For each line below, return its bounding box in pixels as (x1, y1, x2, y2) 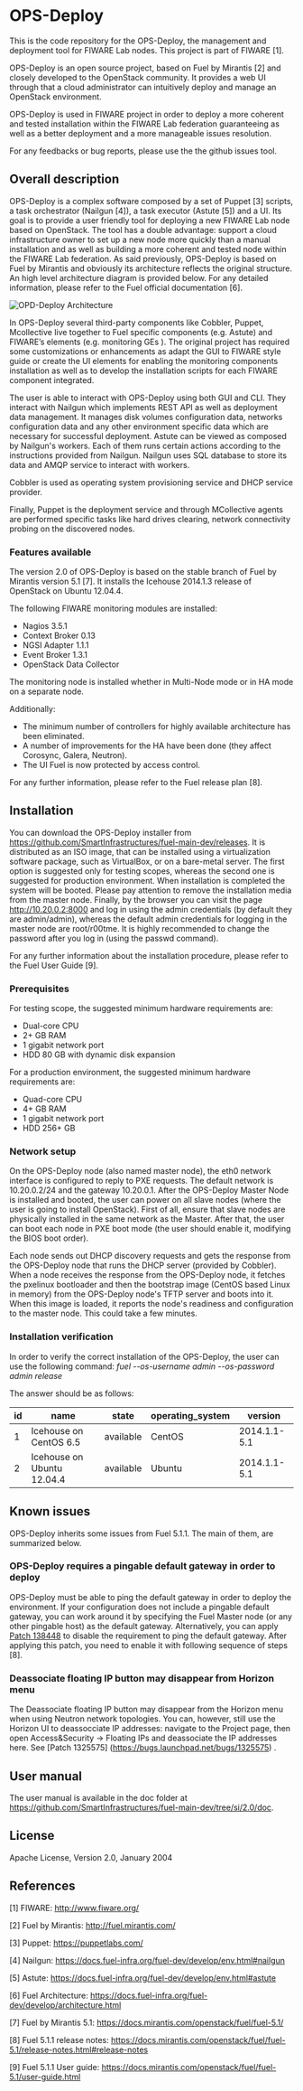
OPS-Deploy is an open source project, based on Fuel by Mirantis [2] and (9, 62, 281, 73)
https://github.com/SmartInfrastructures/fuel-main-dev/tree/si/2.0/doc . (9, 1802, 274, 1813)
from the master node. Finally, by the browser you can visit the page (9, 894, 263, 905)
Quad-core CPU (22, 1094, 83, 1105)
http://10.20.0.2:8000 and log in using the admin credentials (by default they (9, 904, 293, 914)
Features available (9, 546, 92, 558)
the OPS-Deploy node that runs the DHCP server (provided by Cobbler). (9, 1260, 277, 1271)
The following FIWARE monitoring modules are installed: (9, 603, 218, 614)
